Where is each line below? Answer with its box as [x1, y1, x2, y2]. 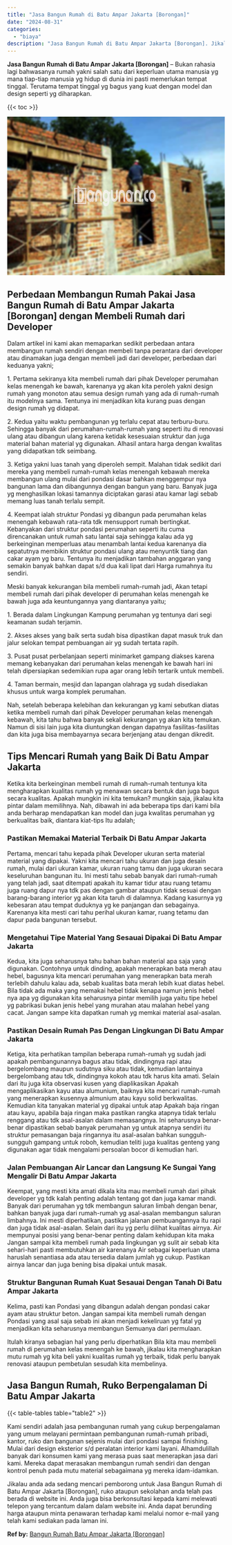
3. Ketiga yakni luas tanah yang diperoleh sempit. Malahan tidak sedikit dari [7, 460, 222, 469]
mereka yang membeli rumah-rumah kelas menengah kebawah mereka [7, 467, 210, 476]
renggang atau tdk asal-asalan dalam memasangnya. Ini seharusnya [7, 1116, 201, 1125]
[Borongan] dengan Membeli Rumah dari [7, 310, 185, 322]
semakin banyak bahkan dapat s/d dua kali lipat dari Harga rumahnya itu [7, 562, 213, 570]
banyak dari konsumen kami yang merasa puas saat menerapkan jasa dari [7, 1452, 218, 1460]
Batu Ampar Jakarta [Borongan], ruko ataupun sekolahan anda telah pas [7, 1487, 213, 1495]
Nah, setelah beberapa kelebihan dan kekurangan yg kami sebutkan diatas [7, 701, 220, 709]
